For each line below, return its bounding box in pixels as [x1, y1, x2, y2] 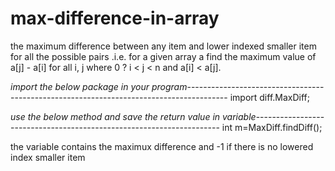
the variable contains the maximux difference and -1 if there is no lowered [10, 140, 314, 152]
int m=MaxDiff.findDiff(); [221, 121, 323, 133]
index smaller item [10, 151, 86, 163]
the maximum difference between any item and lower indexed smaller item [10, 40, 317, 52]
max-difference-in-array [10, 7, 220, 30]
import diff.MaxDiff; [229, 91, 311, 103]
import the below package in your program [10, 80, 188, 92]
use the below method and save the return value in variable [10, 110, 257, 122]
